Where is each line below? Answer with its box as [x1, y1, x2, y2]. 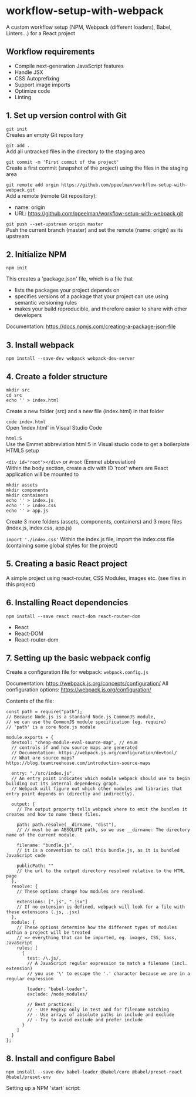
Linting [14, 93, 32, 100]
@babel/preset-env [6, 1074, 51, 1081]
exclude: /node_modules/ [27, 991, 88, 997]
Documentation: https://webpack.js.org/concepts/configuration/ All [6, 680, 168, 687]
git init [6, 126, 28, 132]
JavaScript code [6, 853, 46, 859]
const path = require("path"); [6, 709, 83, 715]
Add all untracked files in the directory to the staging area [6, 148, 146, 155]
